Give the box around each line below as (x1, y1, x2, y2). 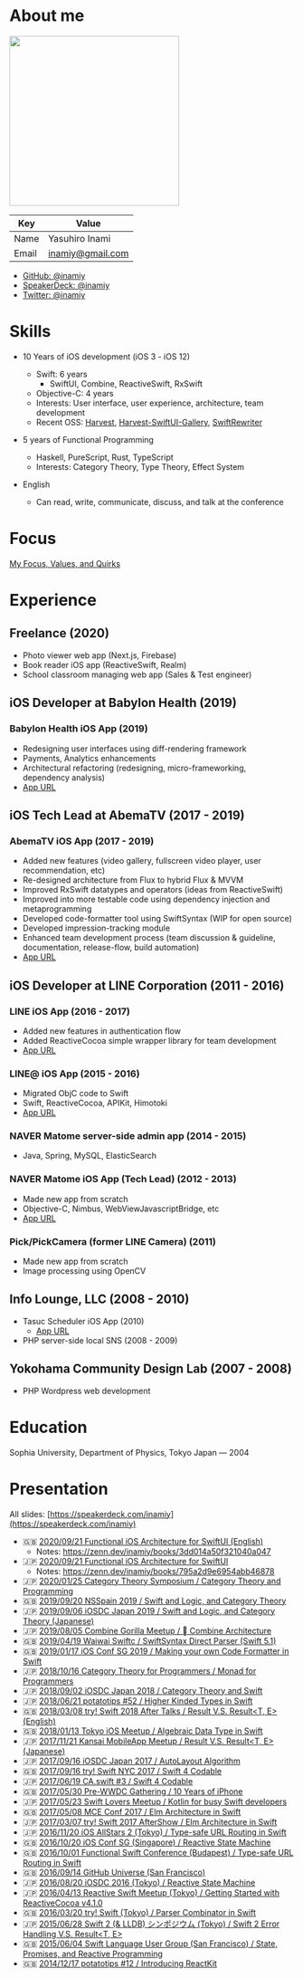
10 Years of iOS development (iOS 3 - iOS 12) (22, 350, 191, 362)
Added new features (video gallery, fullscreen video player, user (22, 855, 262, 866)
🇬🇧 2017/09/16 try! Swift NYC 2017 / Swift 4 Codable (22, 1765, 223, 1776)
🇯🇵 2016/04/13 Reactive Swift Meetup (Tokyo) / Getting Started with (22, 1887, 280, 1897)
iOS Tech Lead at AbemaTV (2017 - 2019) (9, 807, 246, 823)
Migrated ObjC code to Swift (22, 1088, 129, 1099)
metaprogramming (22, 903, 92, 914)
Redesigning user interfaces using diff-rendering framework (22, 743, 247, 754)
